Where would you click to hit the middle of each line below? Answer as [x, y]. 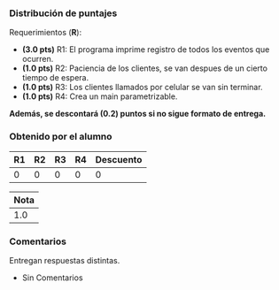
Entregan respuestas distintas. [65, 260]
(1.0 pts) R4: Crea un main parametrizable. [100, 96]
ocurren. [38, 59]
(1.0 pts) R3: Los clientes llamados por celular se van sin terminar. [142, 88]
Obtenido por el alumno [61, 137]
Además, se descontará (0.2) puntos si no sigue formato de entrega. [138, 114]
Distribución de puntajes [63, 13]
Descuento [119, 159]
